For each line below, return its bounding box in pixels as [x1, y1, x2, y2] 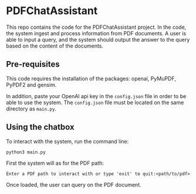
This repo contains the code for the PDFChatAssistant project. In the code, [6, 24, 187, 31]
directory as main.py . [6, 105, 57, 112]
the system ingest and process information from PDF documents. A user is [6, 29, 187, 36]
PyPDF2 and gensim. [6, 81, 57, 88]
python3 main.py [6, 149, 46, 155]
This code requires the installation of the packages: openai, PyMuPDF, [6, 75, 176, 82]
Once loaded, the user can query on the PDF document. [6, 181, 142, 188]
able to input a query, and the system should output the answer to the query [6, 36, 190, 43]
